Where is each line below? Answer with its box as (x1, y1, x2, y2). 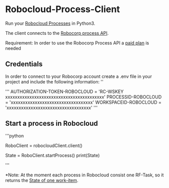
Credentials (5, 60, 43, 69)
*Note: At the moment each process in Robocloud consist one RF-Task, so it (5, 172, 164, 178)
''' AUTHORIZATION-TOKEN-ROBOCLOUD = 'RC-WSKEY (5, 88, 124, 95)
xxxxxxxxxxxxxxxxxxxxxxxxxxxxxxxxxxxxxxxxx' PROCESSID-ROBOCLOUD (5, 93, 162, 100)
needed (5, 45, 21, 51)
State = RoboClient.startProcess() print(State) (5, 152, 100, 158)
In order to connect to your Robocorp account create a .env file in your (5, 73, 152, 79)
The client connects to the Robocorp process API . (5, 30, 109, 36)
